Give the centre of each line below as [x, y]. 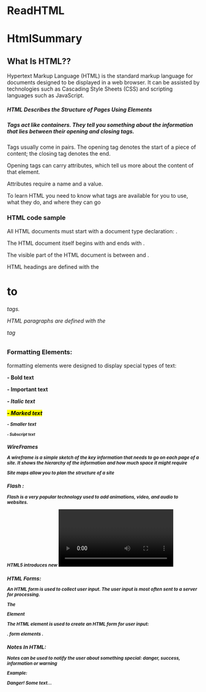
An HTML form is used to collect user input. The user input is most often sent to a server [102, 589]
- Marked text [25, 413]
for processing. [24, 595]
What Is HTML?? [39, 61]
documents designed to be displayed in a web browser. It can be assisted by [103, 83]
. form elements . [25, 634]
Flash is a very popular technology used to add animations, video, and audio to [93, 497]
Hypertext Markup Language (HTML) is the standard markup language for [100, 76]
